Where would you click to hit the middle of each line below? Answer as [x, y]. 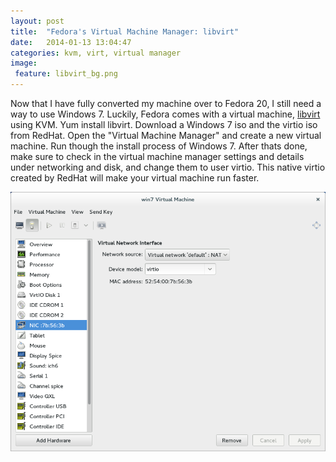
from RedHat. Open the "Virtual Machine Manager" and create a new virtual [166, 135]
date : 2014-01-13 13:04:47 [71, 42]
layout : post [37, 21]
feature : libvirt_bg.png [66, 74]
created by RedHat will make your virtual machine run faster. [135, 178]
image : [24, 63]
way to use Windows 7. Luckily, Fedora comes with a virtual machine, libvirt [165, 114]
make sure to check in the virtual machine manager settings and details [157, 156]
